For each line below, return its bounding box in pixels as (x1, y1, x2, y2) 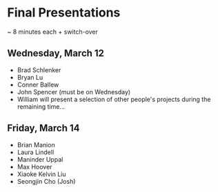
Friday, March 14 (7, 122, 80, 134)
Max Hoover (17, 162, 52, 171)
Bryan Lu (17, 73, 43, 81)
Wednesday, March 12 (7, 47, 105, 59)
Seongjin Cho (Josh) (17, 177, 76, 185)
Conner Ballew (17, 81, 59, 89)
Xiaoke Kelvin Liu (17, 170, 66, 178)
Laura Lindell (17, 148, 54, 156)
